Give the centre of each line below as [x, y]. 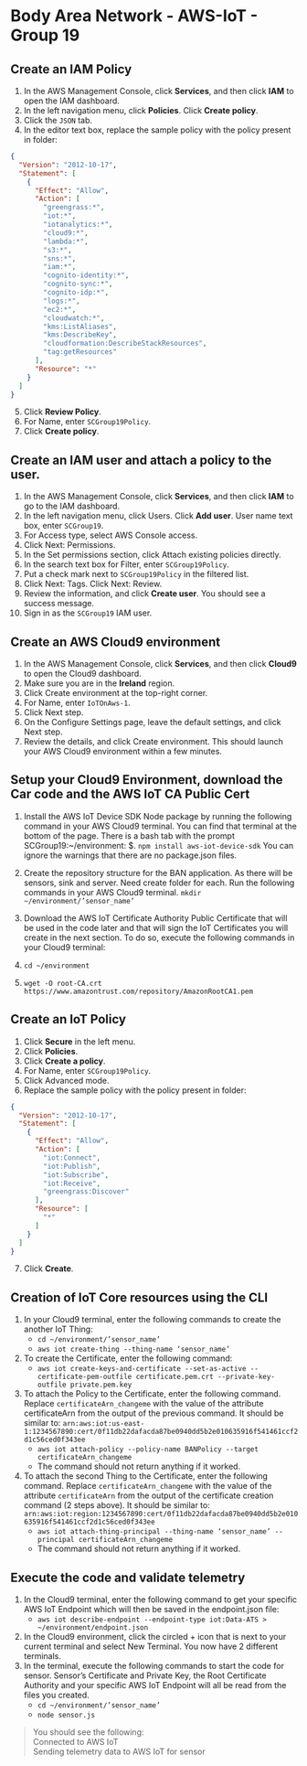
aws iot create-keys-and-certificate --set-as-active [142, 1369]
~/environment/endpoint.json [93, 1628]
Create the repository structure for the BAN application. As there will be [158, 872]
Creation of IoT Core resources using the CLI [139, 1297]
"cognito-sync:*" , [78, 284]
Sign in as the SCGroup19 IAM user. [88, 613]
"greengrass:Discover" [86, 1192]
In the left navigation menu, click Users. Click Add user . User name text [158, 516]
